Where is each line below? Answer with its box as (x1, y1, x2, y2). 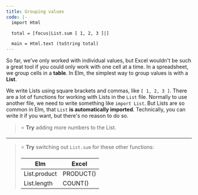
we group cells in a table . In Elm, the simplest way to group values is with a (6, 70, 189, 77)
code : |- (6, 14, 28, 20)
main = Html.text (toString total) (11, 41, 99, 47)
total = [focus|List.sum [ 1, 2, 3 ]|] (11, 30, 110, 36)
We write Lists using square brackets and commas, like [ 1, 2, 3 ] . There (6, 87, 187, 94)
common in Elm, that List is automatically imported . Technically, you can (6, 106, 186, 113)
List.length (23, 179, 53, 187)
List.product (23, 170, 57, 178)
